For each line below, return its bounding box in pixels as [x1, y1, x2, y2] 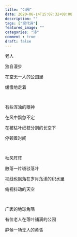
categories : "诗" [5, 30, 40, 35]
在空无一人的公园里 [5, 74, 44, 80]
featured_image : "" [5, 25, 45, 30]
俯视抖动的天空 [5, 186, 35, 192]
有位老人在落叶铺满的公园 [5, 216, 56, 222]
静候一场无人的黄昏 [5, 227, 44, 233]
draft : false [5, 39, 31, 44]
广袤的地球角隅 [5, 206, 35, 212]
